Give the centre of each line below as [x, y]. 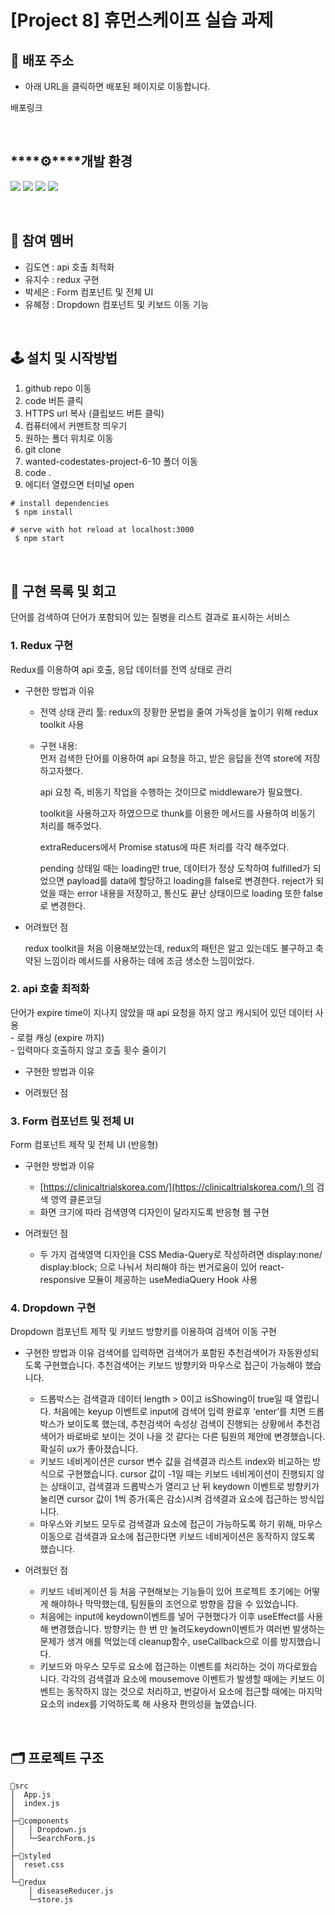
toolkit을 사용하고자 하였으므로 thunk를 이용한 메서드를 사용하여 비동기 [177, 813]
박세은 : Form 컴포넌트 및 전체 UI [89, 292]
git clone [43, 450]
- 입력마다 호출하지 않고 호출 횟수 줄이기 [88, 1050]
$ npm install [44, 512]
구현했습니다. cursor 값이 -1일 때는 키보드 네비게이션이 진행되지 [190, 1474]
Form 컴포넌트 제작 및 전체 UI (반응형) [84, 1145]
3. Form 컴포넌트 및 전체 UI [72, 1121]
